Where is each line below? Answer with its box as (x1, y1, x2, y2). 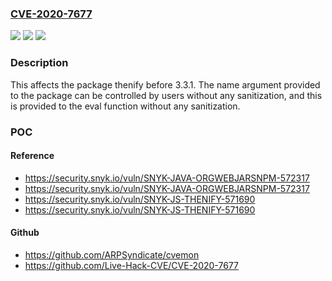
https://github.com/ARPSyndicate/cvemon (24, 248, 200, 261)
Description (10, 56, 69, 70)
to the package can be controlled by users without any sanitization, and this (10, 89, 323, 101)
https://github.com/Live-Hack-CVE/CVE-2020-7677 (24, 259, 239, 271)
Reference (10, 150, 55, 162)
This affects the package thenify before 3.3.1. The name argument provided (10, 78, 321, 91)
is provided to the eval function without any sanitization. (10, 100, 241, 112)
